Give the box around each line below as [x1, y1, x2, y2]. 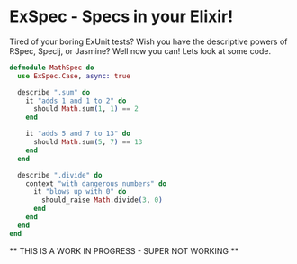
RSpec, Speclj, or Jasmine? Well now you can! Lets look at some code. [9, 45, 272, 56]
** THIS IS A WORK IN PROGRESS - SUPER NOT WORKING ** [9, 245, 239, 256]
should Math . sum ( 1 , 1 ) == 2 [32, 105, 139, 114]
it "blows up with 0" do [32, 187, 127, 196]
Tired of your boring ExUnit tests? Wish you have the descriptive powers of [9, 36, 288, 47]
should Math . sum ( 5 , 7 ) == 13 [32, 138, 143, 147]
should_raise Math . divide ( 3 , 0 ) [41, 196, 164, 205]
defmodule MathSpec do [9, 63, 94, 72]
